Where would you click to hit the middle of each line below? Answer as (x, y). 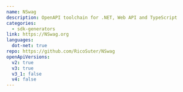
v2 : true (23, 62)
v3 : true (23, 68)
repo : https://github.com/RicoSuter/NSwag (61, 51)
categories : (21, 23)
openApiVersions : (28, 57)
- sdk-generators (34, 29)
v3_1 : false (27, 74)
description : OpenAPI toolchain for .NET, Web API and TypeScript (92, 18)
